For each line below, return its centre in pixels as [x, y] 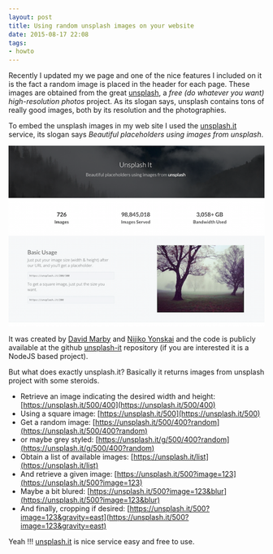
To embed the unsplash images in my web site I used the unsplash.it [123, 126]
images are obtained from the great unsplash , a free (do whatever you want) [136, 93]
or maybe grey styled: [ [59, 439]
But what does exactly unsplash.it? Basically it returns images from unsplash [136, 372]
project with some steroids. [54, 380]
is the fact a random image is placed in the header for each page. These [129, 84]
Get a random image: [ [58, 422]
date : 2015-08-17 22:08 [49, 34]
